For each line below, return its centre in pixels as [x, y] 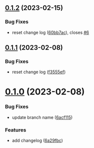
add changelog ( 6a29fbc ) [37, 141]
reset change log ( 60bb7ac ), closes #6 [50, 32]
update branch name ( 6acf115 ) [42, 117]
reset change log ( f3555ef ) [39, 72]
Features [16, 130]
